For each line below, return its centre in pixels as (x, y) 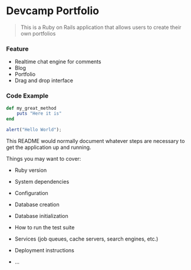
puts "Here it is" (39, 113)
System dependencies (42, 182)
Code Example (27, 96)
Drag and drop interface (44, 80)
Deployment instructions (45, 251)
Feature (17, 48)
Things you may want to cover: (44, 159)
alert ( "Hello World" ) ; (34, 130)
